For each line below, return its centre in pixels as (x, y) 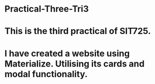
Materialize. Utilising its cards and (75, 64)
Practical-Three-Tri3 (47, 9)
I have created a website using (67, 53)
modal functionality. (46, 74)
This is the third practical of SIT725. (78, 31)
